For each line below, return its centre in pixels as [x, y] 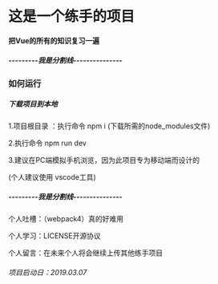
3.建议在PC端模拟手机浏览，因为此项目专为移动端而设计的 [104, 160]
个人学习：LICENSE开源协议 [55, 235]
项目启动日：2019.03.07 [48, 273]
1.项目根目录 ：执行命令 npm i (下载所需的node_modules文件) [109, 126]
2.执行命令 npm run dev [47, 143]
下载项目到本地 [33, 104]
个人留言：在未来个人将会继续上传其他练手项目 [85, 253]
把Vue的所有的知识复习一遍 [54, 40]
